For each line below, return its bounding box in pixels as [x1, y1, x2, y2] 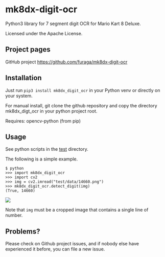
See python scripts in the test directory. [5, 146, 88, 152]
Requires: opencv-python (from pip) [5, 118, 81, 124]
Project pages [5, 45, 51, 54]
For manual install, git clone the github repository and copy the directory [5, 102, 157, 108]
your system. [5, 92, 33, 99]
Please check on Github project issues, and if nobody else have [5, 241, 139, 247]
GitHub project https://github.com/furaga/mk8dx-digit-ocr [5, 59, 128, 65]
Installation [5, 74, 42, 82]
